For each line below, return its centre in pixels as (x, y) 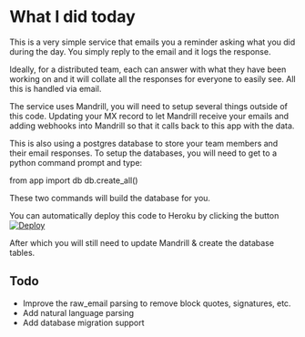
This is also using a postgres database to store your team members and (144, 143)
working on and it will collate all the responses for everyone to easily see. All (152, 78)
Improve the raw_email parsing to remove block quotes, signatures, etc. (157, 303)
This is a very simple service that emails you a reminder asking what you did (152, 42)
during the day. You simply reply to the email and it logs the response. (140, 51)
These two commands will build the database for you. (110, 198)
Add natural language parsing (78, 312)
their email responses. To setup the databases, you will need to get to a (143, 153)
